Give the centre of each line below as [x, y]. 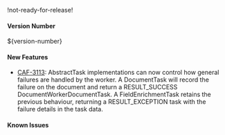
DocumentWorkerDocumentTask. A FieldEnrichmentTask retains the [114, 94]
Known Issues [28, 125]
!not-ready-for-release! [40, 10]
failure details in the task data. [60, 109]
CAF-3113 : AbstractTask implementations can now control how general [118, 73]
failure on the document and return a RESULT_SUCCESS [97, 87]
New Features [28, 57]
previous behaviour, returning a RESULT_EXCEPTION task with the [111, 102]
